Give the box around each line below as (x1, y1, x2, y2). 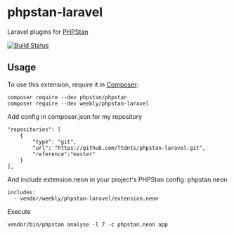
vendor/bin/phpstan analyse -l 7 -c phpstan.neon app (7, 221, 169, 228)
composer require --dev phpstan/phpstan (7, 94, 128, 101)
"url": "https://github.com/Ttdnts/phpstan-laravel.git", (32, 144, 206, 151)
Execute (7, 207, 31, 215)
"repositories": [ (7, 126, 61, 133)
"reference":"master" (32, 151, 96, 158)
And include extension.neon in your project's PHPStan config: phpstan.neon (7, 175, 228, 184)
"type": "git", (32, 138, 77, 145)
